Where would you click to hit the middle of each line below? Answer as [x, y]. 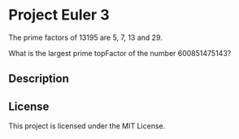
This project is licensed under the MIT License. [87, 126]
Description [39, 79]
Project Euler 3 [59, 15]
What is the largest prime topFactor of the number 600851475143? [120, 53]
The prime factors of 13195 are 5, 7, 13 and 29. [85, 37]
